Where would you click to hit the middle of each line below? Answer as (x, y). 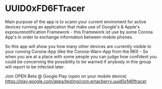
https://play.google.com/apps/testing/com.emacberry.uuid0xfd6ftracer (76, 81)
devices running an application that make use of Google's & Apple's (73, 26)
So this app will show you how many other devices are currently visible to (78, 46)
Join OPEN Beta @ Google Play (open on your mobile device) (66, 76)
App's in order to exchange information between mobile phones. (69, 37)
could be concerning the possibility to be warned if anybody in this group (78, 62)
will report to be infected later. (35, 67)
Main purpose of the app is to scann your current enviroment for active (76, 22)
